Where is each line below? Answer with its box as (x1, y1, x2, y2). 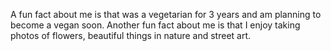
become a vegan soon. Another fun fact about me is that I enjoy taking (10, 19, 301, 31)
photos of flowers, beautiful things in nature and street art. (10, 30, 252, 41)
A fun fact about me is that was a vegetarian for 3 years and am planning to (10, 9, 322, 20)
